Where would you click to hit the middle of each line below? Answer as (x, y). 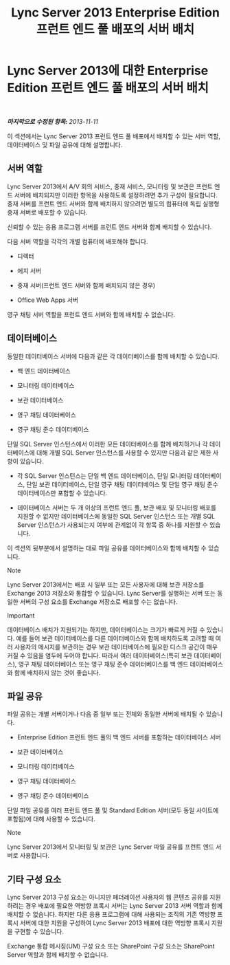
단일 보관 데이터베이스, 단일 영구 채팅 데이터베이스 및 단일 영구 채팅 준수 (122, 484)
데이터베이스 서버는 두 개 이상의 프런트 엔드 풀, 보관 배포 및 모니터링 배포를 (117, 508)
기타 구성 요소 (34, 879)
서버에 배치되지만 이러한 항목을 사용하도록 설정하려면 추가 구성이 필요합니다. (116, 195)
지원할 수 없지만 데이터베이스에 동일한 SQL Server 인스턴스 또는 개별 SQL (116, 516)
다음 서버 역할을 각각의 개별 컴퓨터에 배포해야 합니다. (78, 241)
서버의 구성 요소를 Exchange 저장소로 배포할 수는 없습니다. (99, 601)
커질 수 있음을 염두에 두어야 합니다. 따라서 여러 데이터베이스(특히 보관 (100, 655)
